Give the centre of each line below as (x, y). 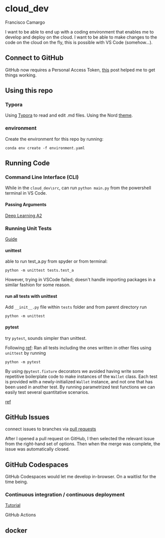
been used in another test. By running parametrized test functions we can (80, 387)
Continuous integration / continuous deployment (65, 495)
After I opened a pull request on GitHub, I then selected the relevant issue (80, 439)
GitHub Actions (21, 515)
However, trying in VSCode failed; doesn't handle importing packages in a (80, 280)
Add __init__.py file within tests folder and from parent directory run (76, 307)
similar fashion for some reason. (38, 285)
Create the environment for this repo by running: (54, 139)
